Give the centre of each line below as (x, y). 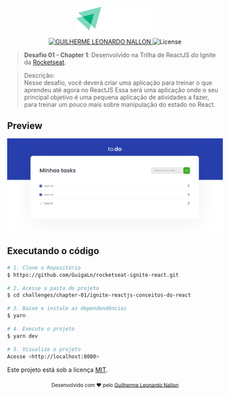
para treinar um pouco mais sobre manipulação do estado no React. (119, 104)
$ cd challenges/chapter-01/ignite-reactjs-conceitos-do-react (99, 295)
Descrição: (39, 75)
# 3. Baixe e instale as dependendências (67, 309)
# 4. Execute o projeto (41, 329)
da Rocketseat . (45, 62)
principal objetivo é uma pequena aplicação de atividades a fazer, (116, 97)
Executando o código (53, 251)
